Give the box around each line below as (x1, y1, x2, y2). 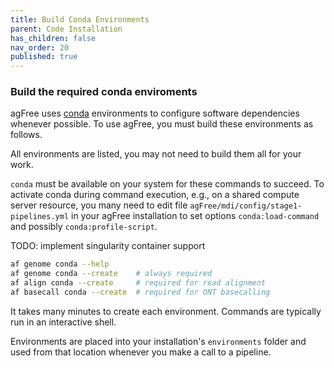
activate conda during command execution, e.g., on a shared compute (10, 189, 300, 201)
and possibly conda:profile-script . (10, 221, 158, 233)
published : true (10, 52, 78, 62)
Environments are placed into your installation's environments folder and (10, 335, 307, 347)
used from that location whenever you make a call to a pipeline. (10, 346, 272, 358)
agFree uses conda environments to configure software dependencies (10, 107, 300, 120)
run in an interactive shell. (10, 316, 117, 328)
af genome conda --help (10, 259, 110, 270)
